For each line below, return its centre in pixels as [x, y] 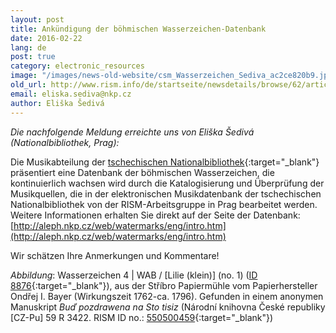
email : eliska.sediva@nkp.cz [71, 94]
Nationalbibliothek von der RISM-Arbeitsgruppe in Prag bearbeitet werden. [164, 204]
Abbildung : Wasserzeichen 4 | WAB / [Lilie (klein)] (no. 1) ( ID [134, 275]
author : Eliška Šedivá [57, 103]
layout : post [37, 19]
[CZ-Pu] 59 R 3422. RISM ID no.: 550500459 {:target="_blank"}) [142, 317]
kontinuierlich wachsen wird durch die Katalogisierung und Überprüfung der [167, 183]
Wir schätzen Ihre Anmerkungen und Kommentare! [115, 255]
